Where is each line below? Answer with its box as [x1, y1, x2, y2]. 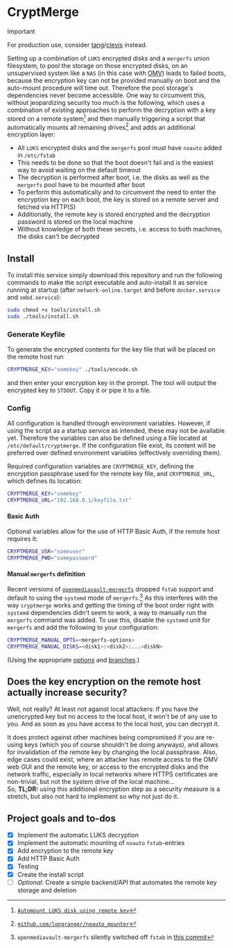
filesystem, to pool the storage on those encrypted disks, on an [7, 61, 189, 70]
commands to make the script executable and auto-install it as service [7, 279, 208, 287]
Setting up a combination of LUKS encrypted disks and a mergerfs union [7, 54, 210, 63]
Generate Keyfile [7, 329, 66, 339]
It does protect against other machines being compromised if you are [7, 733, 205, 742]
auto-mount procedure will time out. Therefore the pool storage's [7, 83, 193, 92]
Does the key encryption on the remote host [7, 676, 201, 687]
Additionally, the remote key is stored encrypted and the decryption [17, 210, 211, 219]
